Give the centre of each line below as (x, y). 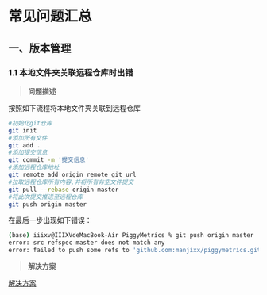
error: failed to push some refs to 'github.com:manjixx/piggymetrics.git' (136, 251)
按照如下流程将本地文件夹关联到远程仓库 (74, 108)
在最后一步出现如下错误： (50, 220)
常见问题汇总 (50, 16)
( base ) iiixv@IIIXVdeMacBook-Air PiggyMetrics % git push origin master (131, 236)
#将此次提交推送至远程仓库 (46, 197)
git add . (25, 145)
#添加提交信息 (28, 153)
